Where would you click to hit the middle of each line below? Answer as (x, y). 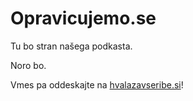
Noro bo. (28, 65)
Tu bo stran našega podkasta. (71, 46)
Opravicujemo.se (83, 18)
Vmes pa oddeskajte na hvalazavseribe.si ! (97, 84)
